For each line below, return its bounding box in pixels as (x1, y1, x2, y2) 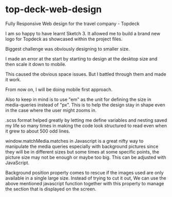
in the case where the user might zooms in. (5, 107, 97, 113)
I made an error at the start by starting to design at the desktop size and (5, 55, 158, 62)
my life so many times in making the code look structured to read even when (5, 122, 167, 128)
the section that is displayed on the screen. (5, 186, 97, 192)
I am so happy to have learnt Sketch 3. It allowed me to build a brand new (5, 30, 161, 36)
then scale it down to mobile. (5, 61, 67, 67)
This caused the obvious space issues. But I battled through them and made (5, 71, 166, 77)
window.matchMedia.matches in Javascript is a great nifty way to (5, 138, 144, 144)
